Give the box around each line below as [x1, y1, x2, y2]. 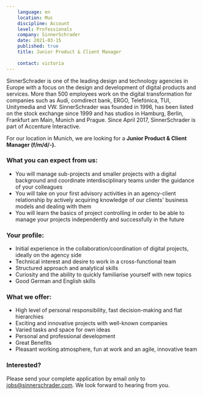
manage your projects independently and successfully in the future [15, 216, 185, 223]
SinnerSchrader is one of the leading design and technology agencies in [6, 77, 188, 85]
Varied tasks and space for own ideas [15, 326, 111, 334]
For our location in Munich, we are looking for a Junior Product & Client [6, 134, 187, 141]
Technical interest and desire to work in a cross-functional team [15, 258, 176, 265]
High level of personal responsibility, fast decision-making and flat [15, 307, 182, 314]
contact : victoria [17, 60, 64, 66]
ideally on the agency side [15, 252, 82, 259]
